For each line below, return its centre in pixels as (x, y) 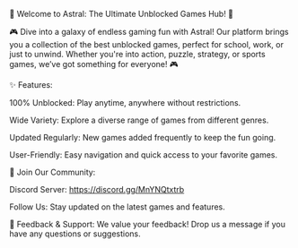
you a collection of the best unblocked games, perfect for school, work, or (147, 44)
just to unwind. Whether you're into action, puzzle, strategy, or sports (138, 54)
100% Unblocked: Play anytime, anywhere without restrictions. (125, 103)
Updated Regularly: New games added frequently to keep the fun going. (143, 137)
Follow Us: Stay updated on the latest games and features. (118, 207)
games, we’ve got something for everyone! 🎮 (94, 64)
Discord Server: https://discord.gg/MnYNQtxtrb (97, 189)
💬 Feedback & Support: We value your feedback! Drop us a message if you (147, 224)
